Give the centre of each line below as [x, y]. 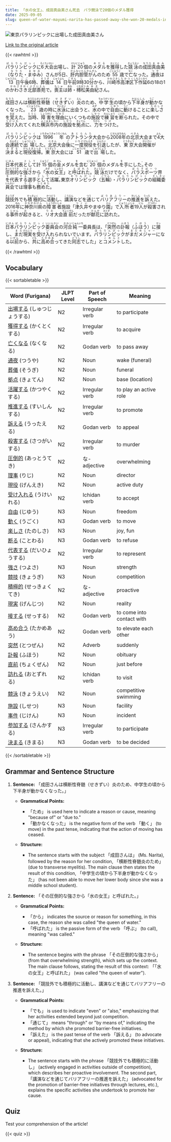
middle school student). [53, 885]
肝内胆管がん [84, 75]
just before [129, 664]
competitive [131, 690]
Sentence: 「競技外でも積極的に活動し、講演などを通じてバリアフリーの [89, 984]
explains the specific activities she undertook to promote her [91, 1090]
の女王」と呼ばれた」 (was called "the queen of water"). [87, 973]
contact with [131, 619]
